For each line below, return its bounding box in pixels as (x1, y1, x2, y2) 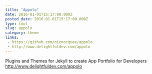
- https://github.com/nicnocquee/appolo (7, 40, 93, 45)
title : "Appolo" (5, 7, 39, 12)
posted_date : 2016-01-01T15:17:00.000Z (5, 16, 88, 21)
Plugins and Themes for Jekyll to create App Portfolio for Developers (5, 58, 147, 64)
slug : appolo (5, 26, 32, 31)
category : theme (5, 30, 39, 35)
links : (5, 35, 19, 40)
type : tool (5, 21, 28, 26)
